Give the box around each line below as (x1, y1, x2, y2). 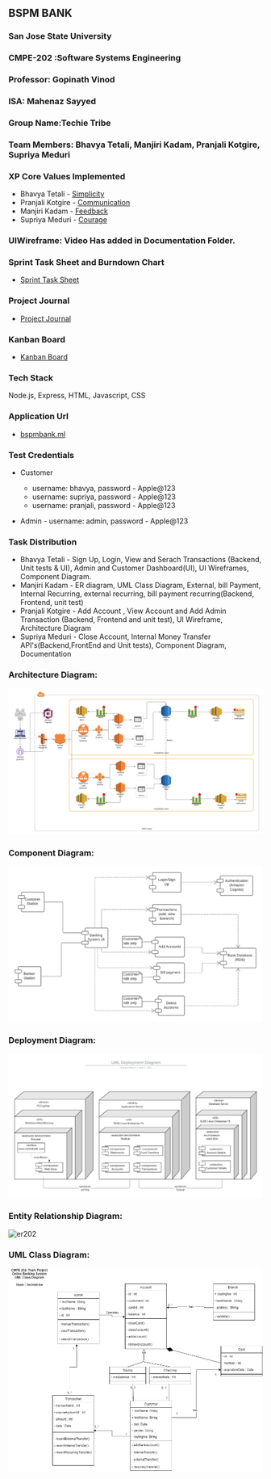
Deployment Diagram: (8, 1035, 97, 1046)
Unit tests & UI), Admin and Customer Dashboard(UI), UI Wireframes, (19, 563, 249, 573)
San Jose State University (8, 31, 112, 42)
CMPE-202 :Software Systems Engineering (8, 53, 181, 64)
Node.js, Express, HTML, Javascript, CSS (8, 391, 146, 401)
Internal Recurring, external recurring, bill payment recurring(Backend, (19, 589, 254, 599)
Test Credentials (8, 449, 75, 460)
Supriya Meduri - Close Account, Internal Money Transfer (19, 632, 211, 641)
